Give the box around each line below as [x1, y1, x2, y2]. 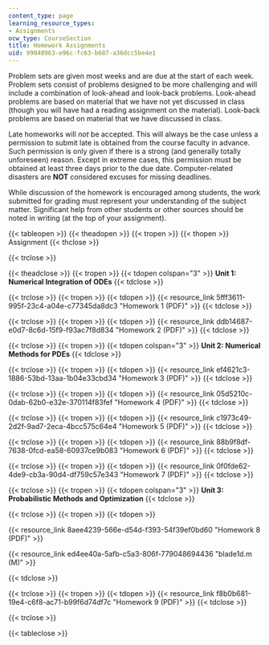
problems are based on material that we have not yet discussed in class [8, 97, 246, 106]
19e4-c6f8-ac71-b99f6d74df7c [8, 598, 112, 606]
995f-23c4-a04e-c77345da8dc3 [8, 301, 118, 310]
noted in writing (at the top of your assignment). [8, 214, 167, 222]
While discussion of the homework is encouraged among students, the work [8, 188, 261, 197]
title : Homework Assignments [8, 42, 106, 50]
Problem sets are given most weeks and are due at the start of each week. [8, 71, 255, 80]
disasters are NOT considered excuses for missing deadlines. [8, 172, 212, 182]
